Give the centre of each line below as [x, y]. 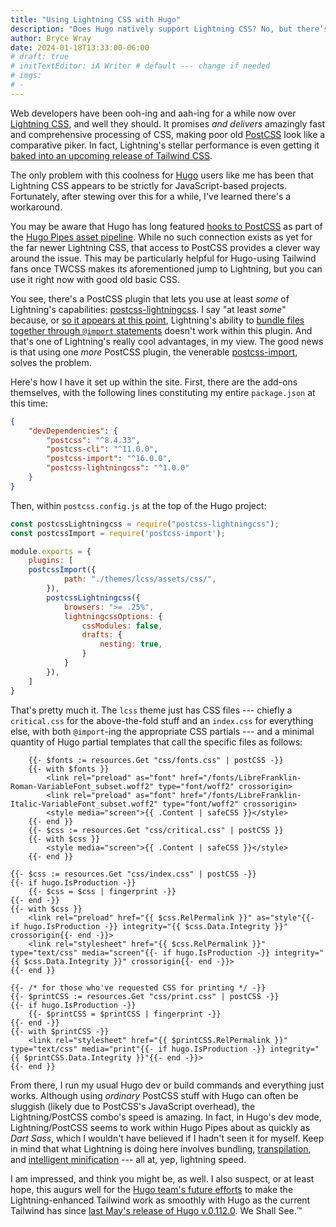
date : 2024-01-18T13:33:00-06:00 [80, 47]
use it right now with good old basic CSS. [95, 279]
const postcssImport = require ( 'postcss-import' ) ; [118, 533]
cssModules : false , [122, 626]
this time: [29, 403]
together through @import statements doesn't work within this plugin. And [161, 330]
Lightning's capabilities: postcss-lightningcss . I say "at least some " [148, 309]
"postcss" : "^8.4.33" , [93, 440]
